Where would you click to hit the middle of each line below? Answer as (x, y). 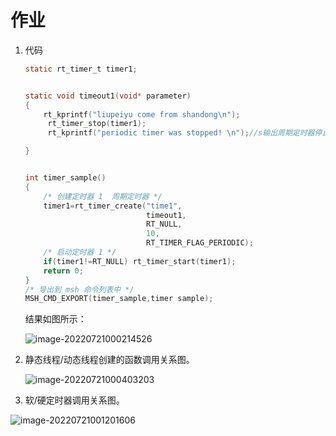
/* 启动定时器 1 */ (80, 252)
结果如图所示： (55, 319)
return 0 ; (63, 271)
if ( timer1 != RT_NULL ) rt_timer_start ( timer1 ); (140, 261)
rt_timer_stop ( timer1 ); (97, 124)
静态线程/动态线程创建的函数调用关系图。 (109, 360)
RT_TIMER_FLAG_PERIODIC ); (200, 243)
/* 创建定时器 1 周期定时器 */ (103, 196)
